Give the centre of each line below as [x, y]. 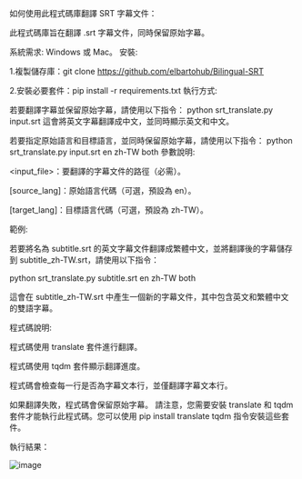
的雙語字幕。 [33, 308]
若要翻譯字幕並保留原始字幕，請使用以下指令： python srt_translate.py [141, 110]
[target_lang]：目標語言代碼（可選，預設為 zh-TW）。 [109, 210]
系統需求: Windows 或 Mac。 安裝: [74, 52]
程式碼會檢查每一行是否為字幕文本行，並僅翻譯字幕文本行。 [121, 385]
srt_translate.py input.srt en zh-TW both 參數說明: [102, 152]
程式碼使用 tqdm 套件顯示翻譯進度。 [77, 366]
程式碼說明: [31, 327]
